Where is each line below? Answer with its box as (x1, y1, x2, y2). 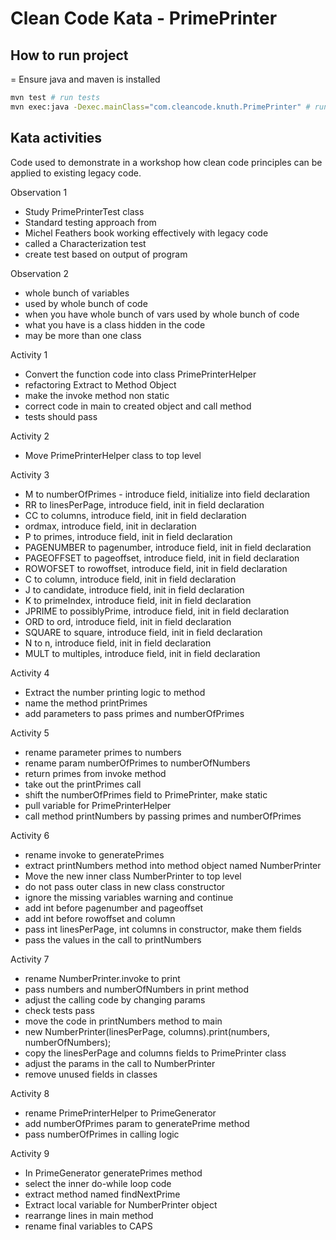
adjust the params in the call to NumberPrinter (24, 1057, 216, 1069)
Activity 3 (10, 468, 50, 481)
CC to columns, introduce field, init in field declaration (24, 509, 247, 521)
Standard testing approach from (24, 216, 157, 228)
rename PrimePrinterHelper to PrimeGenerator (24, 1107, 217, 1119)
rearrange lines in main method (24, 1209, 154, 1221)
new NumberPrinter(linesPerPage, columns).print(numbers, (24, 1025, 271, 1037)
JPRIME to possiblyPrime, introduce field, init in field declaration (24, 605, 290, 617)
